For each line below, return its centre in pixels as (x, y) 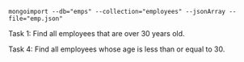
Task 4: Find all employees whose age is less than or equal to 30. (117, 49)
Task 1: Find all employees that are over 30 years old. (97, 33)
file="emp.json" (36, 19)
